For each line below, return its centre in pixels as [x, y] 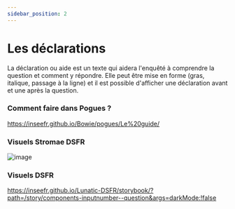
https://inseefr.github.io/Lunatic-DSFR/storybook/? [80, 191]
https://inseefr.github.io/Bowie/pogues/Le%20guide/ [84, 123]
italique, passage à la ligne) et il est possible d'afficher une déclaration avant [117, 83]
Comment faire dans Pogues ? [59, 108]
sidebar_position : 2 [37, 14]
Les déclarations [57, 48]
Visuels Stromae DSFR [46, 142]
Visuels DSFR [31, 175]
